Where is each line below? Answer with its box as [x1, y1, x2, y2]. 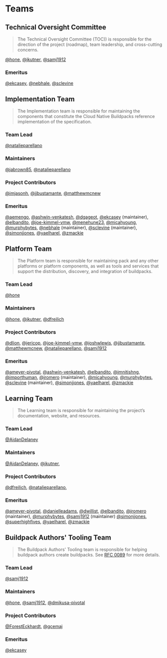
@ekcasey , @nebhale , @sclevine [5, 80, 73, 86]
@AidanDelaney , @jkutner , [5, 460, 60, 466]
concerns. [17, 47, 38, 52]
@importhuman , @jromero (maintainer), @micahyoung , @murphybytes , [5, 374, 153, 380]
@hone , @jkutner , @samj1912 [5, 56, 66, 62]
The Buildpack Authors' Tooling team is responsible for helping [17, 546, 147, 552]
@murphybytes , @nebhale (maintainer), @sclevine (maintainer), [5, 224, 137, 230]
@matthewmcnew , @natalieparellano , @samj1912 [5, 345, 107, 351]
